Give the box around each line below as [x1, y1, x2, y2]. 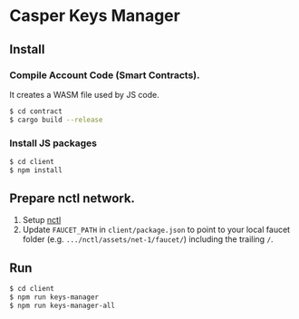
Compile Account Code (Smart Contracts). [9, 69, 200, 82]
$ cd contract [9, 106, 63, 116]
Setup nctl [22, 215, 62, 226]
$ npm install [9, 165, 63, 175]
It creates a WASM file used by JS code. [9, 89, 160, 100]
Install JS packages [9, 137, 98, 150]
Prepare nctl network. [9, 191, 136, 207]
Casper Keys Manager [9, 5, 181, 26]
